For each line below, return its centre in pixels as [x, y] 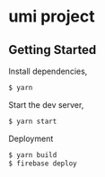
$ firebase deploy [43, 164]
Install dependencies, [48, 71]
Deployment [31, 138]
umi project [52, 17]
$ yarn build [33, 155]
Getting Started [52, 50]
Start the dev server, [46, 104]
